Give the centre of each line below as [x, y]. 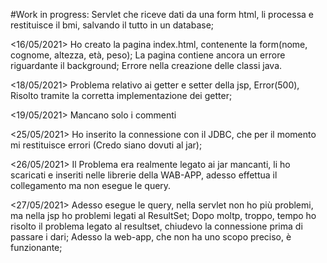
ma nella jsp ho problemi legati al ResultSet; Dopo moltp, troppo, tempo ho [163, 215]
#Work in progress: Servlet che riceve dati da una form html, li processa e [162, 14]
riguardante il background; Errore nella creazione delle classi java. [146, 65]
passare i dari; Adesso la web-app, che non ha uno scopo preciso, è [151, 237]
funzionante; [36, 247]
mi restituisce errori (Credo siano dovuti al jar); [106, 145]
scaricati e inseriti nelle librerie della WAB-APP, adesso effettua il [144, 175]
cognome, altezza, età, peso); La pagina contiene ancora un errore [148, 55]
